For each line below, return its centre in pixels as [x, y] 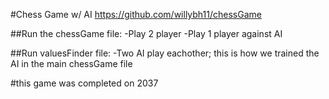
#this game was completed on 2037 [84, 83]
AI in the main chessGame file [71, 63]
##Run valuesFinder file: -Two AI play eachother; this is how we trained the [165, 53]
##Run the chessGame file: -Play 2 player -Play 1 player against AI [146, 33]
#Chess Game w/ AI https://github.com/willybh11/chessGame [136, 14]
